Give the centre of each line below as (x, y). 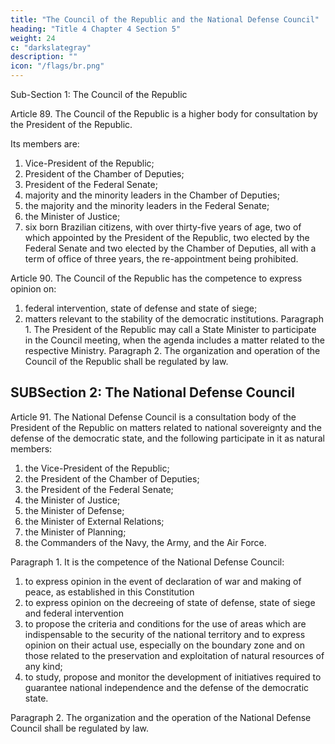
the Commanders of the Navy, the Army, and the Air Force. (145, 542)
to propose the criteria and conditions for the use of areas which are (165, 623)
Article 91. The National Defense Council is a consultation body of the (153, 417)
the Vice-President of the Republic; (97, 468)
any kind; (43, 666)
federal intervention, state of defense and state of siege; (141, 308)
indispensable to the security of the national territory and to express (165, 634)
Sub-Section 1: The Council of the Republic (99, 94)
